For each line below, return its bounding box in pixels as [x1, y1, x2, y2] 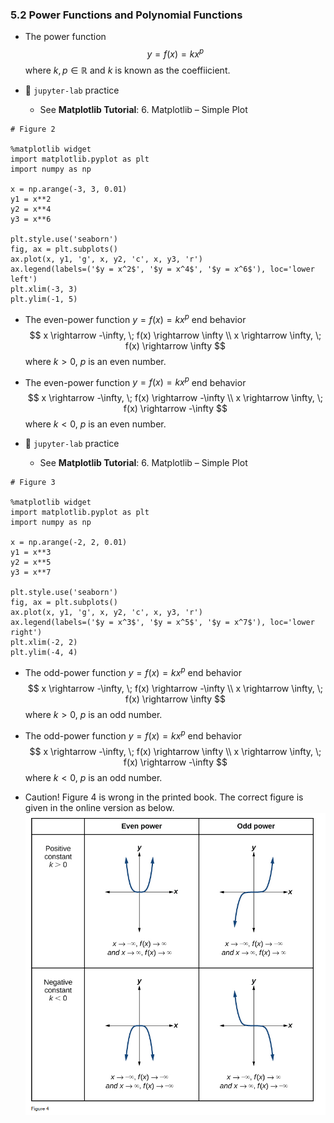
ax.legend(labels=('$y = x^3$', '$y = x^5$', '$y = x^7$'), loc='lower [10, 618, 315, 628]
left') [10, 274, 38, 284]
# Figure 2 [10, 124, 56, 134]
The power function [24, 31, 107, 43]
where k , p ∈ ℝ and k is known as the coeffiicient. [24, 64, 231, 76]
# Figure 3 [10, 478, 56, 488]
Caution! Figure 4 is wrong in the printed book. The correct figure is [24, 791, 304, 803]
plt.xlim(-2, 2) [10, 638, 78, 648]
